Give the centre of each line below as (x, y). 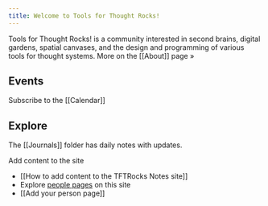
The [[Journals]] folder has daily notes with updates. (95, 145)
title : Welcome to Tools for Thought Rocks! (84, 16)
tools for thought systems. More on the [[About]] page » (101, 56)
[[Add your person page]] (62, 193)
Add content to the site (46, 161)
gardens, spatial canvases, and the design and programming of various (126, 47)
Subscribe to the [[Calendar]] (57, 101)
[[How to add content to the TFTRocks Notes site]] (104, 176)
